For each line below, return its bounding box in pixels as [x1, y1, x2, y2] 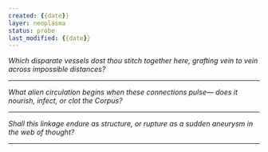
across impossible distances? [8, 65, 106, 74]
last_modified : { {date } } [8, 34, 91, 42]
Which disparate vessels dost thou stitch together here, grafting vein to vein [8, 56, 258, 66]
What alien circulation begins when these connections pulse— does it [8, 87, 238, 97]
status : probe [8, 26, 56, 34]
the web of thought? [8, 127, 75, 137]
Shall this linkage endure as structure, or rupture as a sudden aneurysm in [8, 119, 254, 129]
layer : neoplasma [8, 19, 66, 27]
